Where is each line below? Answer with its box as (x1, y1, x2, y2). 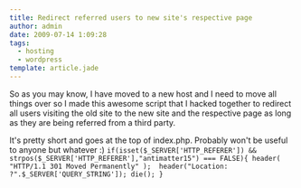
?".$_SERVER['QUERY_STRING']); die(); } (9, 169, 165, 179)
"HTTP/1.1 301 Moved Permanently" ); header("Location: (9, 162, 229, 171)
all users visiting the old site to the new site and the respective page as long (9, 108, 292, 118)
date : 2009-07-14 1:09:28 (9, 30, 107, 39)
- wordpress (17, 55, 63, 64)
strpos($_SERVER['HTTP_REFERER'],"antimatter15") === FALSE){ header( (9, 154, 281, 163)
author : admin (9, 22, 63, 31)
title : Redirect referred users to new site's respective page (9, 13, 253, 23)
